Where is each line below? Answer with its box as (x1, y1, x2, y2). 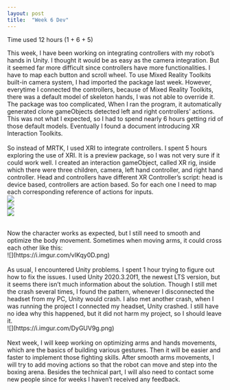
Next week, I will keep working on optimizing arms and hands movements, (7, 338, 218, 347)
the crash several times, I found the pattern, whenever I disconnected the (7, 287, 215, 296)
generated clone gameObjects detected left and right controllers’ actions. (7, 107, 215, 116)
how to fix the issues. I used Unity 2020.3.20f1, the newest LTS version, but (7, 272, 220, 281)
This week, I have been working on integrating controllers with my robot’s (7, 49, 215, 57)
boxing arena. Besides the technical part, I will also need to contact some (7, 367, 214, 376)
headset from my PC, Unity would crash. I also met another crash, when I (7, 294, 214, 303)
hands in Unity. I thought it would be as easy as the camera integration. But (7, 56, 220, 64)
